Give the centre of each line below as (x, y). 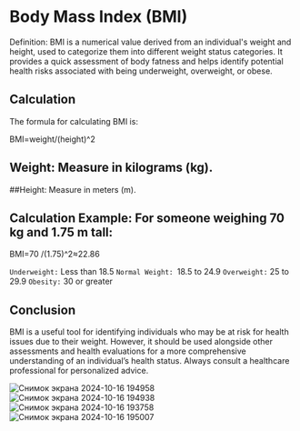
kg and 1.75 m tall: (61, 232)
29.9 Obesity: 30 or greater (61, 281)
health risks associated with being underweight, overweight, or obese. (141, 71)
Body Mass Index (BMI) (99, 17)
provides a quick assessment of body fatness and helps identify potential (146, 61)
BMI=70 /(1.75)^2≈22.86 (55, 254)
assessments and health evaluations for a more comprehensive (128, 351)
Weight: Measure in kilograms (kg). (111, 168)
